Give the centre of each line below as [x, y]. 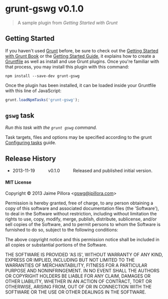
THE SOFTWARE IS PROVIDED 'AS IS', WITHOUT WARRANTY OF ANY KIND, [84, 255]
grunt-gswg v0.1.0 [45, 9]
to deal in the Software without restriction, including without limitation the [81, 214]
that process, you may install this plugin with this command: [67, 66]
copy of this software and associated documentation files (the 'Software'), [82, 208]
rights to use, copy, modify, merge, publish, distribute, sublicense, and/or [81, 219]
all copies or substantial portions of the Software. [56, 245]
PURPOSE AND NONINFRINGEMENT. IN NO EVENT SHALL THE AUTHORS [82, 271]
